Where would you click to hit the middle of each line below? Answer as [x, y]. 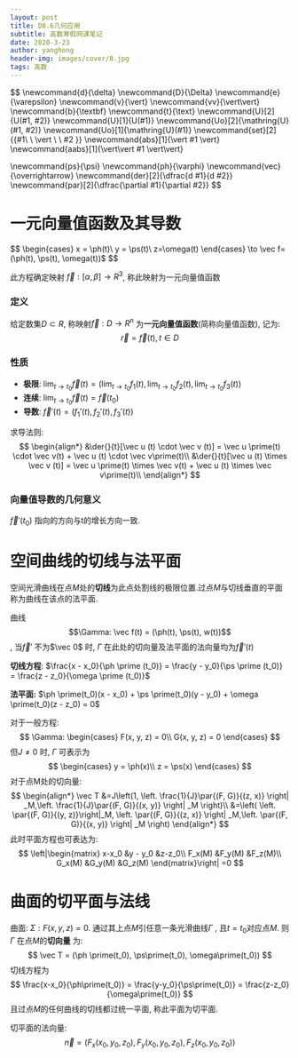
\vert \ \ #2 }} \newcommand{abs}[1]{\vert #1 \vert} [128, 139]
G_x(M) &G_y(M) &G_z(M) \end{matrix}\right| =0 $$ [150, 863]
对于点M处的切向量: [46, 781]
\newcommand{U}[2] [236, 111]
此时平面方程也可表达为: [54, 839]
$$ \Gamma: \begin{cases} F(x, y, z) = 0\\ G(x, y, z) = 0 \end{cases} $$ [150, 736]
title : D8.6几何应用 [45, 26]
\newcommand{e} [248, 92]
